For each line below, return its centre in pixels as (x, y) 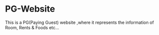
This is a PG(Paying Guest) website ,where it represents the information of (79, 22)
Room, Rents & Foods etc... (32, 27)
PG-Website (30, 9)
